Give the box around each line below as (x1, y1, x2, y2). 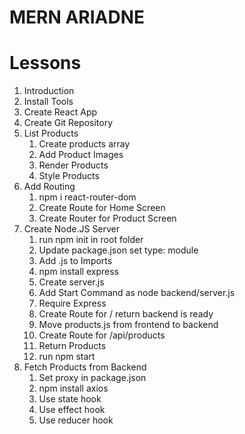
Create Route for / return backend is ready (38, 308, 214, 320)
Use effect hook (38, 404, 106, 416)
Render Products (38, 159, 109, 171)
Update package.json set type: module (38, 244, 199, 256)
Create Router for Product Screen (38, 212, 177, 225)
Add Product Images (38, 149, 124, 161)
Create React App (23, 106, 98, 118)
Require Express (38, 297, 107, 310)
